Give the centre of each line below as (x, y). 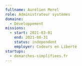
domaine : (14, 19)
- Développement (26, 24)
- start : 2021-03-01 (31, 33)
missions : (15, 28)
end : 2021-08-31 (31, 38)
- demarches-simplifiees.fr (39, 56)
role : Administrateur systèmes (38, 14)
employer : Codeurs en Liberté (46, 47)
